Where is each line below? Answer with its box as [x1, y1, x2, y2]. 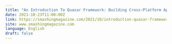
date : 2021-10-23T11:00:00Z [5, 12, 66, 17]
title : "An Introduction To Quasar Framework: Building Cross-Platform [5, 7, 161, 13]
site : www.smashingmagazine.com [5, 21, 74, 27]
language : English [5, 26, 45, 31]
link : [5, 17, 17, 22]
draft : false [5, 31, 33, 36]
